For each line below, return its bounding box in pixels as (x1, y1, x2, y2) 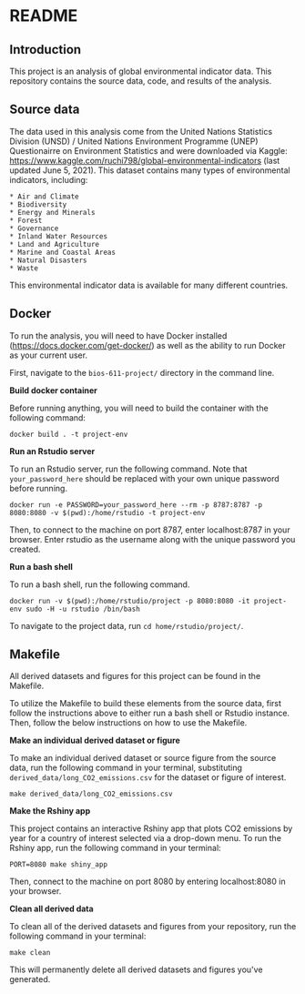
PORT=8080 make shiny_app (9, 860, 107, 869)
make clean (9, 948, 51, 958)
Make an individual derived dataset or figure (9, 735, 180, 746)
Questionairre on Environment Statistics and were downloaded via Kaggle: (9, 145, 289, 156)
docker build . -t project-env (9, 430, 128, 439)
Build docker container (9, 384, 97, 396)
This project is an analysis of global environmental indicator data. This (9, 66, 272, 76)
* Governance (9, 224, 59, 233)
